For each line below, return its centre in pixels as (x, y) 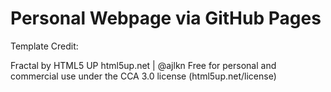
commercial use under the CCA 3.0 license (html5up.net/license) (143, 76)
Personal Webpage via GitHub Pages (166, 18)
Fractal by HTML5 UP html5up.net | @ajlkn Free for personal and (143, 65)
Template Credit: (44, 46)
